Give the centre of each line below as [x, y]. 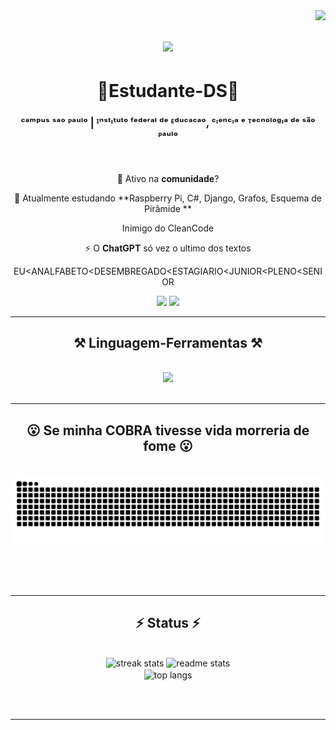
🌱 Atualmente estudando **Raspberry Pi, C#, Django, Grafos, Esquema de [168, 198]
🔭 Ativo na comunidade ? [168, 178]
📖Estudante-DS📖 [168, 91]
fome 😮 [168, 445]
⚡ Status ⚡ [168, 623]
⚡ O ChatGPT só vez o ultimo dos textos [168, 248]
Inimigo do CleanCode [168, 228]
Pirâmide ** [168, 208]
